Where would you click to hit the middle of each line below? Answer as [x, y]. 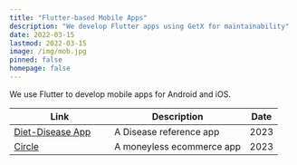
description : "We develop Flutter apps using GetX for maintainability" [149, 26]
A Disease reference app [167, 131]
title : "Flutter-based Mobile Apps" [78, 18]
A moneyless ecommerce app [178, 146]
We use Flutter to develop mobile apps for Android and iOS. [120, 94]
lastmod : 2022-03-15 [48, 43]
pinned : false [36, 60]
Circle [26, 146]
